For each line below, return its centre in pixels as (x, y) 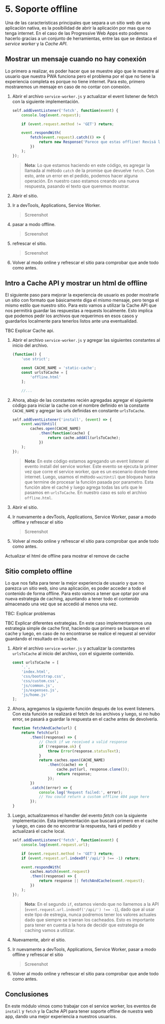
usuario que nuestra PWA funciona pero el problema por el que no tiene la (80, 76)
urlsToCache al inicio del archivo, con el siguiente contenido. (73, 654)
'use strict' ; (36, 359)
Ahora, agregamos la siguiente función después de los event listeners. (83, 709)
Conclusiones (27, 994)
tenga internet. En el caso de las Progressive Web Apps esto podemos (77, 33)
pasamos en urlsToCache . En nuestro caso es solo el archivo (85, 492)
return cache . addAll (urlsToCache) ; (84, 438)
